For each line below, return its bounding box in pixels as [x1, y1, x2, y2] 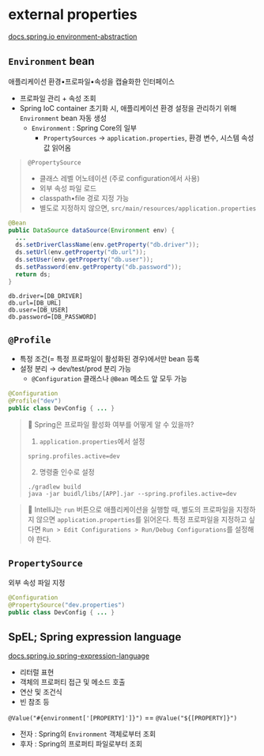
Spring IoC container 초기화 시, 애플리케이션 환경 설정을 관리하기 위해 [19, 103, 237, 112]
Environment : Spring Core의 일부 [31, 123, 137, 132]
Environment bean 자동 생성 [19, 113, 107, 123]
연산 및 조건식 [19, 687, 62, 697]
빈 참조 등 [19, 697, 50, 707]
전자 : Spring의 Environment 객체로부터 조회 [19, 729, 157, 739]
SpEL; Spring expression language [8, 630, 182, 644]
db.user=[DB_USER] [8, 306, 69, 314]
